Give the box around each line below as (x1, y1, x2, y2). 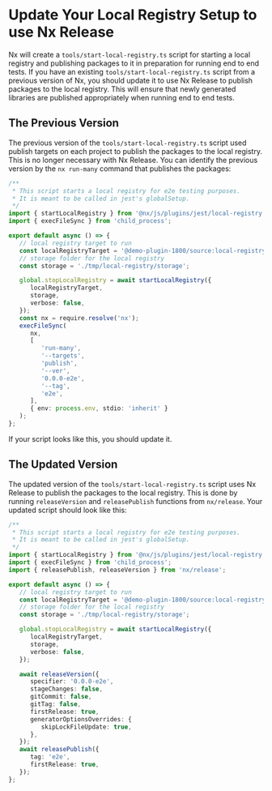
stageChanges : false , (29, 685, 104, 694)
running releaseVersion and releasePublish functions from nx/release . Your (8, 496, 263, 506)
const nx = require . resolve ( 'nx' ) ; (19, 314, 139, 322)
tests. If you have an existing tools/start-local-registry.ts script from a (8, 66, 256, 76)
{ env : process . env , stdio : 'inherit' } (29, 404, 168, 413)
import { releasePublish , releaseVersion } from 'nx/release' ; (8, 566, 227, 574)
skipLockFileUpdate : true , (40, 723, 132, 731)
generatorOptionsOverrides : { (29, 715, 132, 723)
